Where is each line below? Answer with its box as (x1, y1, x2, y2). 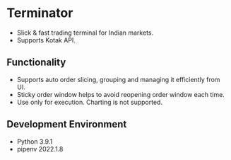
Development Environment (6, 118, 127, 130)
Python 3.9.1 (16, 137, 53, 146)
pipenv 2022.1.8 (16, 144, 64, 153)
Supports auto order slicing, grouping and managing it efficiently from (16, 75, 220, 84)
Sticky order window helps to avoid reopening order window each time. (16, 90, 225, 98)
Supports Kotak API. (16, 35, 76, 44)
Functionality (6, 57, 66, 69)
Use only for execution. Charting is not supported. (16, 98, 163, 106)
